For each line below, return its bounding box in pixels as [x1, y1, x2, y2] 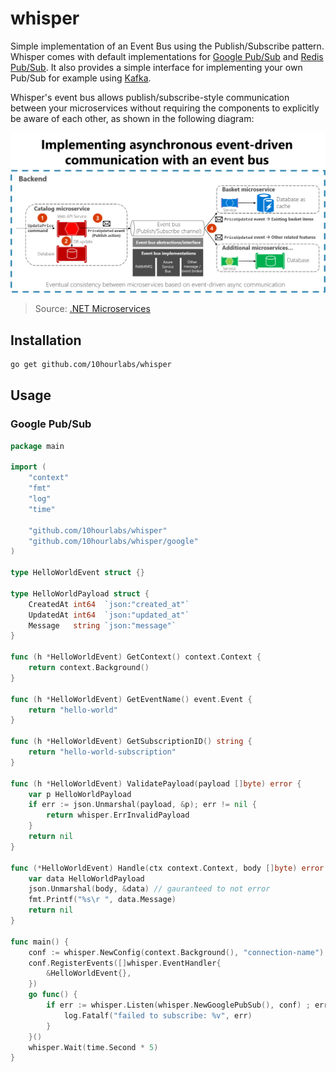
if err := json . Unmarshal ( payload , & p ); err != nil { [28, 800, 257, 810]
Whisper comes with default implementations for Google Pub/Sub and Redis [10, 50, 324, 62]
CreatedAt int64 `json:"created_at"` [28, 599, 190, 609]
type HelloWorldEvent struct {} [10, 568, 145, 578]
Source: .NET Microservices [34, 303, 151, 315]
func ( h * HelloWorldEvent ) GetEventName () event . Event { [10, 694, 253, 704]
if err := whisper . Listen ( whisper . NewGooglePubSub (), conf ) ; [46, 1000, 311, 1011]
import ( [10, 462, 47, 472]
